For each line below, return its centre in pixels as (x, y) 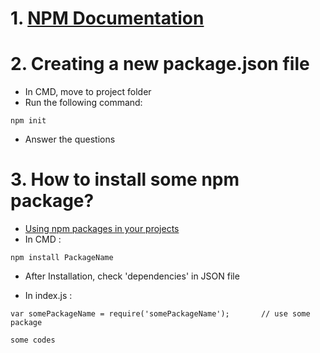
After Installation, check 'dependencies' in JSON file (132, 276)
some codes (33, 340)
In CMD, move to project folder (88, 92)
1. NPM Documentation (107, 18)
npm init (28, 121)
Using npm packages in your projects (102, 229)
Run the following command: (83, 103)
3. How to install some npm (125, 179)
